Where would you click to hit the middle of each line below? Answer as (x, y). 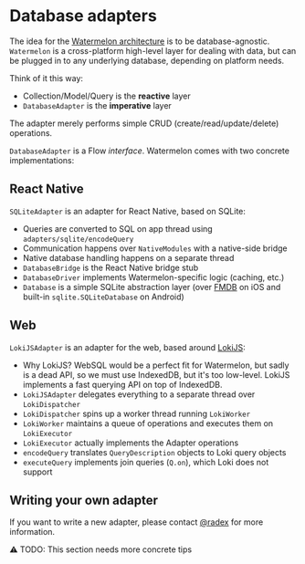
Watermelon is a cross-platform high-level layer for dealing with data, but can (153, 50)
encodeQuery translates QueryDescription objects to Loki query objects (154, 452)
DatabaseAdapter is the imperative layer (97, 105)
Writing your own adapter (84, 500)
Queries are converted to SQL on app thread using (117, 228)
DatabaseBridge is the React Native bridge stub (110, 267)
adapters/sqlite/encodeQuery (78, 239)
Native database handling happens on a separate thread (128, 257)
